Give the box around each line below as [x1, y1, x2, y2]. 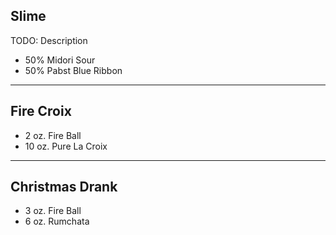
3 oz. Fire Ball [24, 205, 82, 217]
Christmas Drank [10, 179, 118, 196]
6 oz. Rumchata [24, 215, 90, 228]
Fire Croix [10, 103, 72, 120]
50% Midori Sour [24, 54, 96, 66]
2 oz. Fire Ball [24, 129, 82, 141]
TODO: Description [10, 34, 88, 46]
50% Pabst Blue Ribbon [24, 64, 123, 76]
